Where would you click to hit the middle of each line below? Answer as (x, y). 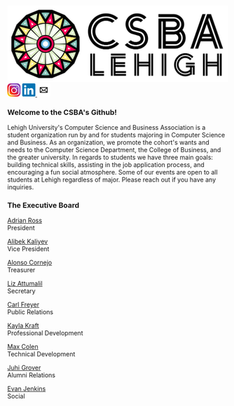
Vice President (28, 249)
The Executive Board (43, 205)
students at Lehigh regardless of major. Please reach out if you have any (111, 180)
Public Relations (30, 312)
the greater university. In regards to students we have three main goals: (110, 157)
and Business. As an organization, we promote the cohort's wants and (109, 142)
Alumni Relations (32, 375)
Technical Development (41, 354)
